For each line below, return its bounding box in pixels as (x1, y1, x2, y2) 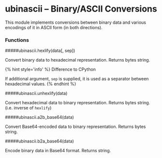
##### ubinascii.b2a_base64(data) (5, 138, 74, 144)
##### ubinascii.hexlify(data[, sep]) (5, 47, 75, 54)
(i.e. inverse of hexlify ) (5, 105, 52, 111)
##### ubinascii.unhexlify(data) (5, 91, 68, 96)
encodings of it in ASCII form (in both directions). (5, 24, 103, 30)
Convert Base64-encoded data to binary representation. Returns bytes (5, 124, 146, 129)
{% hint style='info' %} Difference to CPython (5, 66, 96, 72)
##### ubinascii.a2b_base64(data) (5, 114, 74, 120)
